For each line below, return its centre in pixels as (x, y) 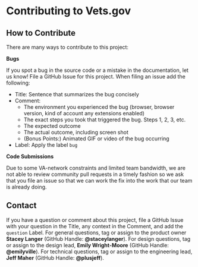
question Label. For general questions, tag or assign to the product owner (96, 233)
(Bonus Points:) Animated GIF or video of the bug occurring (96, 139)
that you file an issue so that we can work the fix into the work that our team (99, 180)
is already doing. (26, 187)
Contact (21, 205)
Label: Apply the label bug (46, 145)
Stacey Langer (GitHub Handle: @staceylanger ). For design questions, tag (98, 238)
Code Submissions (30, 156)
